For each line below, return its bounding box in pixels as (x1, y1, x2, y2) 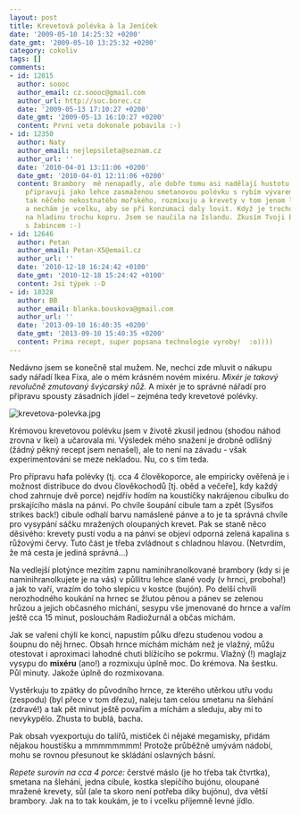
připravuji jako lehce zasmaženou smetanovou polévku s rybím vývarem (25, 188, 294, 197)
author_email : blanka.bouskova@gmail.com (17, 304, 174, 313)
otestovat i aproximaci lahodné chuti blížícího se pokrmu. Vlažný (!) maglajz (9, 648, 287, 658)
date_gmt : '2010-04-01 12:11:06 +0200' (17, 171, 166, 180)
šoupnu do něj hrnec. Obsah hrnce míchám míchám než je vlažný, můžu (9, 639, 275, 649)
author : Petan (17, 238, 70, 247)
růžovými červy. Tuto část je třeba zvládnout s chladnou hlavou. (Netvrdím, (9, 538, 286, 548)
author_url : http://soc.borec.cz (17, 96, 142, 106)
